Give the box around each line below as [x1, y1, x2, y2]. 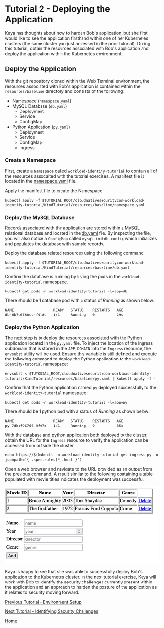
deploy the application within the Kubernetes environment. [5, 50, 123, 57]
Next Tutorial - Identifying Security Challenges [5, 608, 99, 614]
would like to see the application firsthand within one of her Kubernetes [5, 35, 149, 41]
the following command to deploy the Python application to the [5, 356, 132, 361]
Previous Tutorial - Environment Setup [5, 599, 82, 605]
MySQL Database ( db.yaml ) [12, 103, 67, 109]
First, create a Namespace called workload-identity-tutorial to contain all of [5, 168, 158, 174]
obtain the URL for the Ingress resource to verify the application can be [5, 437, 149, 443]
